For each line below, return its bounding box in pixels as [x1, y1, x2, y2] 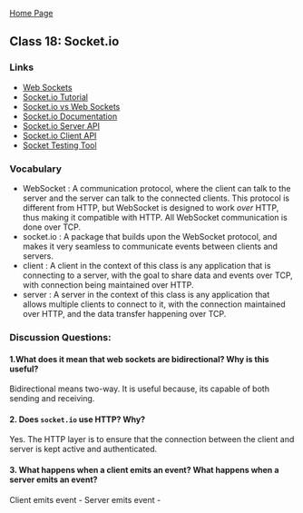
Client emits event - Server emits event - [9, 494, 161, 505]
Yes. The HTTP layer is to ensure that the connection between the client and [9, 434, 295, 445]
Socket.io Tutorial [22, 91, 89, 103]
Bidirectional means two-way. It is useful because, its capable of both [9, 383, 270, 394]
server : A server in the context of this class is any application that [22, 289, 270, 300]
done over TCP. [22, 222, 82, 232]
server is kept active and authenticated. [9, 444, 158, 455]
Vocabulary [9, 163, 62, 175]
